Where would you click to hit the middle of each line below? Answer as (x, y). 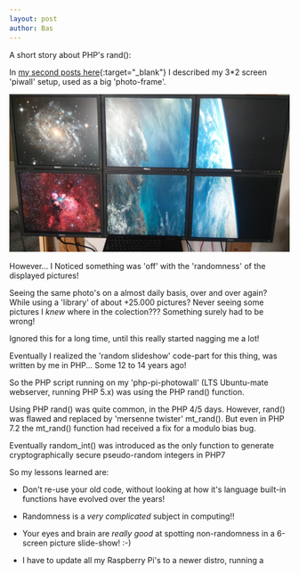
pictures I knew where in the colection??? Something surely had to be (137, 311)
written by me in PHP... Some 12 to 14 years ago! (98, 365)
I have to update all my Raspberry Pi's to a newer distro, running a (143, 560)
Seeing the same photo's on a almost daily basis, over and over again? (138, 292)
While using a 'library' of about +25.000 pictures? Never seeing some (137, 302)
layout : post (33, 19)
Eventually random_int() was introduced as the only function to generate (141, 445)
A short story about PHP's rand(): (70, 54)
